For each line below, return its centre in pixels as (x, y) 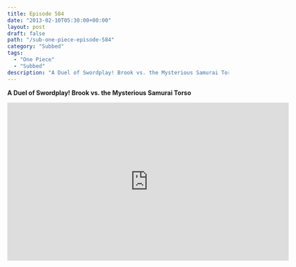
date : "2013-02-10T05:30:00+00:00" (59, 20)
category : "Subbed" (36, 46)
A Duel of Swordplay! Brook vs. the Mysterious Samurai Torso (99, 93)
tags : (15, 53)
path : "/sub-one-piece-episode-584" (61, 40)
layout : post (26, 27)
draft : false (26, 33)
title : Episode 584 (36, 14)
